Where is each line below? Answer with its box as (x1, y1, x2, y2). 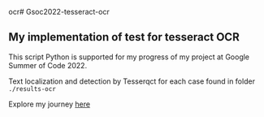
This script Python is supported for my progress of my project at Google (8, 52, 250, 62)
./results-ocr (8, 84, 57, 93)
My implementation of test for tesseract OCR (8, 30, 240, 44)
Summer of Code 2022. (8, 60, 88, 70)
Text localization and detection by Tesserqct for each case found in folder (8, 76, 256, 86)
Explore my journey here (8, 99, 91, 109)
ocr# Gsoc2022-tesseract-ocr (8, 7, 110, 16)
